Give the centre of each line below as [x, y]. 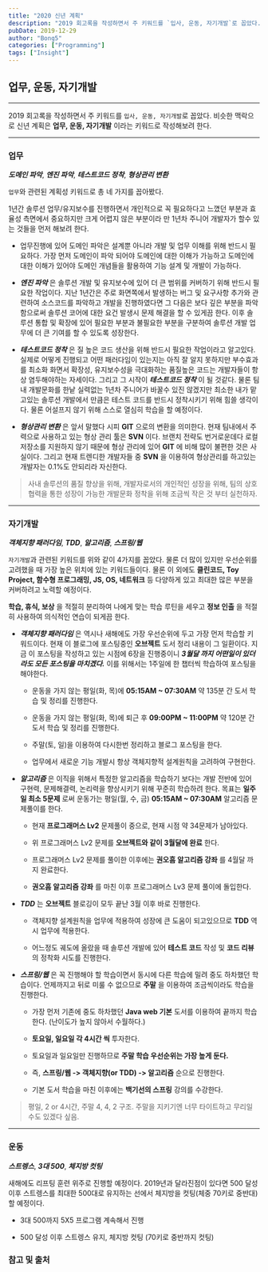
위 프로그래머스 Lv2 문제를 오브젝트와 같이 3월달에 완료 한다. [125, 843]
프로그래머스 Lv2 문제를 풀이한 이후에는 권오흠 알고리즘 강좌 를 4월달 [138, 860]
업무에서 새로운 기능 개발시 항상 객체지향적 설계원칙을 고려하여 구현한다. [144, 762]
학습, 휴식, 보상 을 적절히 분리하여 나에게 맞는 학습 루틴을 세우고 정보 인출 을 [126, 607]
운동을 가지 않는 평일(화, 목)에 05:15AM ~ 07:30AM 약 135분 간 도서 [140, 691]
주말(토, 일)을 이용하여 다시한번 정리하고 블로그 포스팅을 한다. [127, 745]
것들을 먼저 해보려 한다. [53, 229]
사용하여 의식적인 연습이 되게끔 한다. [73, 617]
